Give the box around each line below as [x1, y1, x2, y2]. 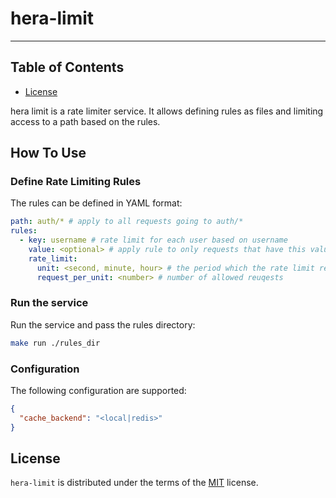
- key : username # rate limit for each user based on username [19, 235, 288, 246]
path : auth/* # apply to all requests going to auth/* [10, 217, 244, 227]
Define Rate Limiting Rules [10, 175, 142, 189]
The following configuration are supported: [10, 385, 187, 397]
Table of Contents [10, 59, 125, 76]
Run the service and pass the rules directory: [10, 318, 196, 331]
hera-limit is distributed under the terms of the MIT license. [10, 477, 259, 489]
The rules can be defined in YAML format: [10, 197, 183, 209]
